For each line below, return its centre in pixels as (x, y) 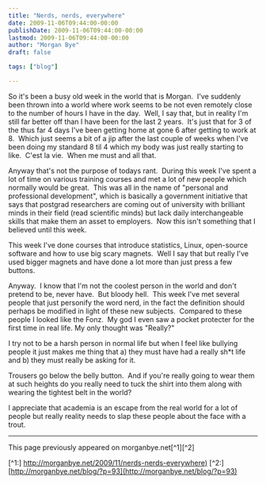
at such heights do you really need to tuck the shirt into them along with (125, 384)
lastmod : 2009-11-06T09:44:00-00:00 (68, 38)
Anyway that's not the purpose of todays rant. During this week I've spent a (133, 171)
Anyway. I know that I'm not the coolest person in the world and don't (123, 286)
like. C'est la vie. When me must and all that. (82, 155)
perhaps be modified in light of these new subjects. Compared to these (125, 311)
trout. (17, 424)
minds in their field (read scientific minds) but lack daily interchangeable (126, 213)
